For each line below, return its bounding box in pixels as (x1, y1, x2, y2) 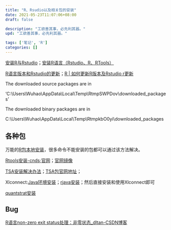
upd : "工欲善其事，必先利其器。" (5, 31, 68, 36)
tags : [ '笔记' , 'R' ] (5, 40, 48, 45)
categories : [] (5, 45, 38, 50)
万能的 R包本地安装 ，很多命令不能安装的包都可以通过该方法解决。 (5, 146, 143, 152)
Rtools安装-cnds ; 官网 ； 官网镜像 (5, 157, 73, 164)
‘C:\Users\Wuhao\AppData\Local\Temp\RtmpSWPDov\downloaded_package (5, 90, 166, 97)
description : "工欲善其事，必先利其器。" (5, 26, 86, 31)
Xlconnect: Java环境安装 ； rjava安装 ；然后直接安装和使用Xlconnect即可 (5, 179, 155, 185)
